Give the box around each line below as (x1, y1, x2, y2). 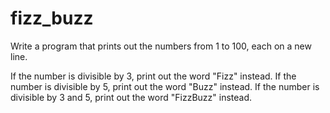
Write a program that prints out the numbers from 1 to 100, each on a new (10, 40, 312, 52)
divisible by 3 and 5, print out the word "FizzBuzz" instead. (10, 91, 253, 103)
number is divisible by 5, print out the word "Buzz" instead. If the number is (10, 80, 320, 92)
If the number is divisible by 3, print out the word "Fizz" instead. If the (10, 70, 297, 82)
